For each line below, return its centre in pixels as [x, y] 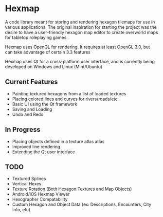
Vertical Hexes [27, 184]
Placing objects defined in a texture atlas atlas [58, 141]
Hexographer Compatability [40, 199]
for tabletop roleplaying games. [36, 37]
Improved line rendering [36, 146]
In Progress [23, 130]
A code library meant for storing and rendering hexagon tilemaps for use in [80, 22]
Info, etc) [21, 210]
